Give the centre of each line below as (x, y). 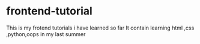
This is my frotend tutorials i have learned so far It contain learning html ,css (100, 28)
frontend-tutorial (50, 11)
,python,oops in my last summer (46, 34)
